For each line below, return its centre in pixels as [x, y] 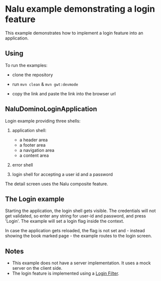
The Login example [35, 199]
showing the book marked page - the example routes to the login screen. [79, 236]
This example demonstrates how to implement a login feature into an [74, 33]
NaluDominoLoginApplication [51, 109]
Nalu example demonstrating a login [80, 9]
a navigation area [37, 150]
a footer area [32, 145]
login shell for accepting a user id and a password [62, 174]
